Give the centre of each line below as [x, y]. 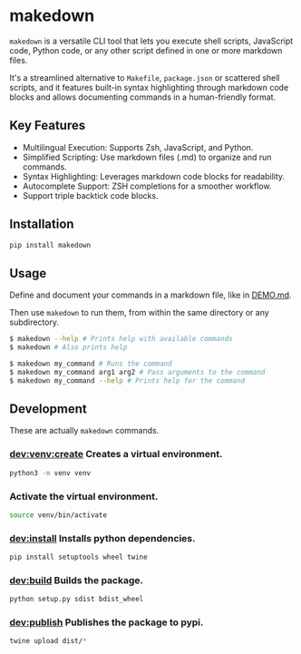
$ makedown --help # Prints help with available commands [121, 339]
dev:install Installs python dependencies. [102, 538]
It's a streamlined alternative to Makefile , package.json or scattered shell [145, 77]
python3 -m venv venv [50, 473]
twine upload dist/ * [49, 641]
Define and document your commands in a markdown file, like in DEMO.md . [150, 295]
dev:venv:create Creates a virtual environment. [116, 454]
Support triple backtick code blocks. [90, 195]
